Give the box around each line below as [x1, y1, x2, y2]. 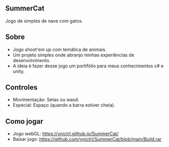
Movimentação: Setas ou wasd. [12, 97, 79, 103]
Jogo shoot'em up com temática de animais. [12, 46, 107, 52]
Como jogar [5, 117, 44, 125]
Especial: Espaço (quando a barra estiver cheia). [12, 102, 115, 108]
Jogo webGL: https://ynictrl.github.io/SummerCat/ [12, 131, 119, 137]
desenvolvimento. [12, 57, 51, 63]
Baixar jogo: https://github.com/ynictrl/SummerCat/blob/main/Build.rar [12, 136, 162, 142]
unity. [12, 68, 25, 74]
